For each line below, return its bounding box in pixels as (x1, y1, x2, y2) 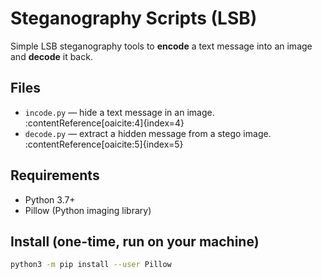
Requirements (10, 167, 100, 184)
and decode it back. (10, 50, 93, 62)
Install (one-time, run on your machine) (10, 233, 260, 250)
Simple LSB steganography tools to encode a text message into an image (10, 40, 313, 52)
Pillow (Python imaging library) (24, 204, 152, 216)
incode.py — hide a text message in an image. (24, 106, 215, 118)
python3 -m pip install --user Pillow (10, 260, 172, 270)
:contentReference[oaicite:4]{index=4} (24, 117, 185, 129)
